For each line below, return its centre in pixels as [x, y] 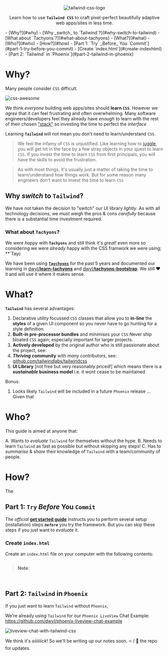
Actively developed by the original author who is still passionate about [86, 345]
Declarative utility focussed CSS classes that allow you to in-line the [82, 318]
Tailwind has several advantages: [40, 308]
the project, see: [29, 350]
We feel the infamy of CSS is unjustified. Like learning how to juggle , [87, 143]
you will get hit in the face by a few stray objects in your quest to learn [90, 149]
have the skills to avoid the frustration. [57, 159]
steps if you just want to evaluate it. [42, 530]
